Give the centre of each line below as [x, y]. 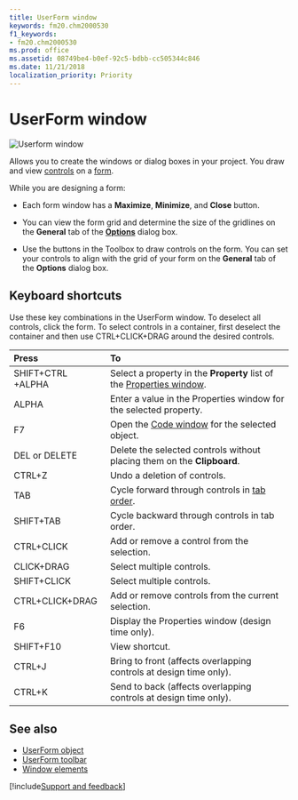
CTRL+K [31, 692]
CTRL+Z [31, 475]
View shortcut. [140, 646]
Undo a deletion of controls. [168, 475]
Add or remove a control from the [179, 540]
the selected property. [156, 410]
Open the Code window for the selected [193, 424]
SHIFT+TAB [37, 521]
